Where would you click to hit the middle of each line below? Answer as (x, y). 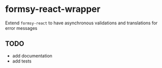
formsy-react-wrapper (53, 9)
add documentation (32, 56)
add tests (22, 61)
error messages (21, 28)
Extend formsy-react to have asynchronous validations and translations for (81, 23)
